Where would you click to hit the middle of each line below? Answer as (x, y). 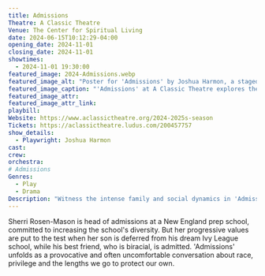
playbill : (24, 111)
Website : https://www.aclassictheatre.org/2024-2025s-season (111, 118)
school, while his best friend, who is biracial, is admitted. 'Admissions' (121, 246)
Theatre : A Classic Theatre (54, 23)
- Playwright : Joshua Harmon (63, 140)
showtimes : (26, 60)
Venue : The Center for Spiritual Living (76, 30)
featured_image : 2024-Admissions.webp (72, 74)
